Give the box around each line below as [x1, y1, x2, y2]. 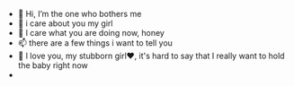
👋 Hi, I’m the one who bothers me [17, 9, 142, 19]
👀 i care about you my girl [17, 18, 113, 29]
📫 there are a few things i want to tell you [17, 38, 174, 48]
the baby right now [17, 60, 88, 71]
